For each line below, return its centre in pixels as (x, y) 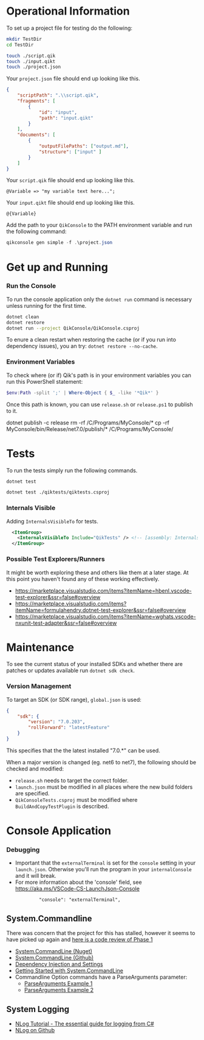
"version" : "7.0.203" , (57, 722)
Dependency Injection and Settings (59, 964)
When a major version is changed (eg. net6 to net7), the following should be (101, 762)
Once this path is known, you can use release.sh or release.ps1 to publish (100, 404)
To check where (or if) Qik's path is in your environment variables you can (99, 375)
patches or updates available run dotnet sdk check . (70, 671)
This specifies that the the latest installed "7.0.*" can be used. (83, 750)
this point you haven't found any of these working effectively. (83, 579)
